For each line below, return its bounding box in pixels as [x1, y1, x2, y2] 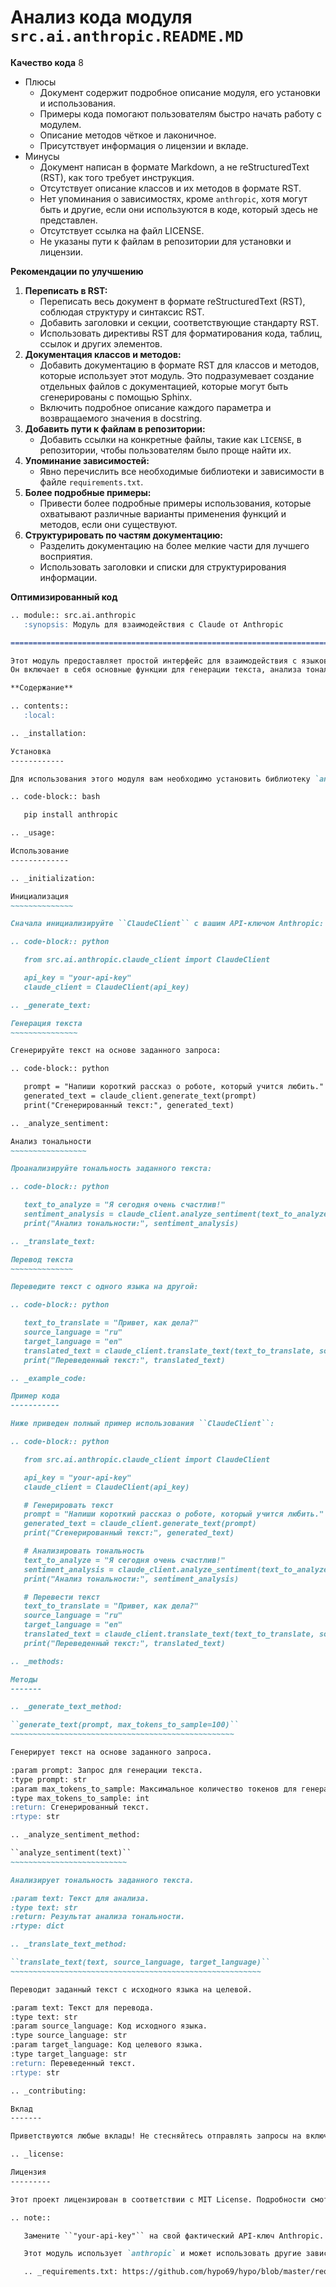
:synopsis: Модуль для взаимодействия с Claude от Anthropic [23, 619, 284, 630]
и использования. [39, 97, 116, 109]
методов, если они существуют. [39, 518, 178, 530]
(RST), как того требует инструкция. [39, 171, 195, 183]
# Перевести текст [23, 1592, 101, 1602]
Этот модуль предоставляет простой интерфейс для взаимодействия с [10, 656, 298, 666]
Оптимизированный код [10, 591, 118, 603]
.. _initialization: [10, 873, 97, 883]
